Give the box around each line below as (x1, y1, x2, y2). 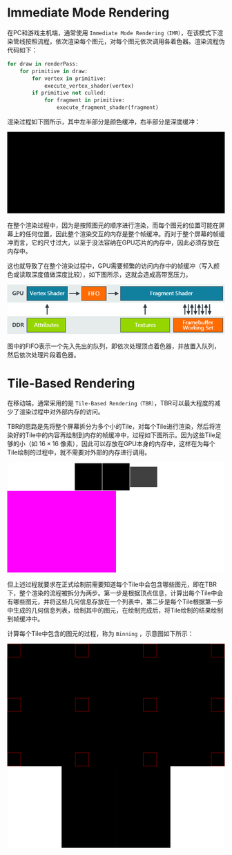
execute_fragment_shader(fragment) (56, 104, 159, 111)
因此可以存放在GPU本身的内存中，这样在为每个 (81, 440, 215, 448)
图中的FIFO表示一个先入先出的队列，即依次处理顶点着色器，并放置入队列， (7, 342, 220, 350)
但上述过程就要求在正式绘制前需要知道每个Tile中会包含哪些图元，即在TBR (7, 580, 217, 588)
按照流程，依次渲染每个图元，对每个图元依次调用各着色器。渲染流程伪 (25, 37, 225, 46)
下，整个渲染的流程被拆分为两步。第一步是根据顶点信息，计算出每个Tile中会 (7, 589, 223, 597)
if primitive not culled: (32, 90, 107, 97)
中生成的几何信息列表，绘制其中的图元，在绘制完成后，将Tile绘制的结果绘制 (7, 606, 223, 615)
